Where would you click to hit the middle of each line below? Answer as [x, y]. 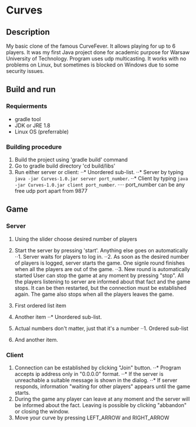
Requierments [27, 106]
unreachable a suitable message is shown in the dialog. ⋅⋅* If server [96, 380]
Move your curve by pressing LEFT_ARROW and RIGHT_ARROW [92, 418]
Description [28, 32]
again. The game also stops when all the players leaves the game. [94, 294]
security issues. [25, 71]
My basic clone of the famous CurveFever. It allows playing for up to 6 [91, 46]
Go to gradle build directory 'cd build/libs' [65, 166]
